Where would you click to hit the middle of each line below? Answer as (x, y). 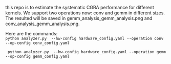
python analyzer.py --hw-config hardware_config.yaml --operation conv (84, 38)
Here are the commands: (31, 34)
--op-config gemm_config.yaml (38, 56)
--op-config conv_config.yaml (38, 43)
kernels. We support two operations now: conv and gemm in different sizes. (85, 13)
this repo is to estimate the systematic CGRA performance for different (80, 7)
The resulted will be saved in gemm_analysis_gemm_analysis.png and (79, 18)
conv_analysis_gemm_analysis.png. (43, 24)
